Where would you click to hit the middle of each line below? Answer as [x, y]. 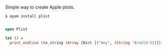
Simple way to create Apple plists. [40, 7]
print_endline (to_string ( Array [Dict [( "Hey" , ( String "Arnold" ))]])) [86, 43]
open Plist [16, 29]
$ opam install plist [28, 16]
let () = [14, 38]
